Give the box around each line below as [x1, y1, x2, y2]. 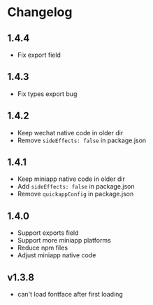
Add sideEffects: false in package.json [17, 182, 135, 191]
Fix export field [17, 50, 61, 59]
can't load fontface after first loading [17, 290, 124, 299]
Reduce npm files [17, 243, 68, 252]
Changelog [7, 4, 73, 20]
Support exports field [17, 229, 79, 237]
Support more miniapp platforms [17, 236, 112, 245]
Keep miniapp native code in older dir [17, 175, 126, 183]
